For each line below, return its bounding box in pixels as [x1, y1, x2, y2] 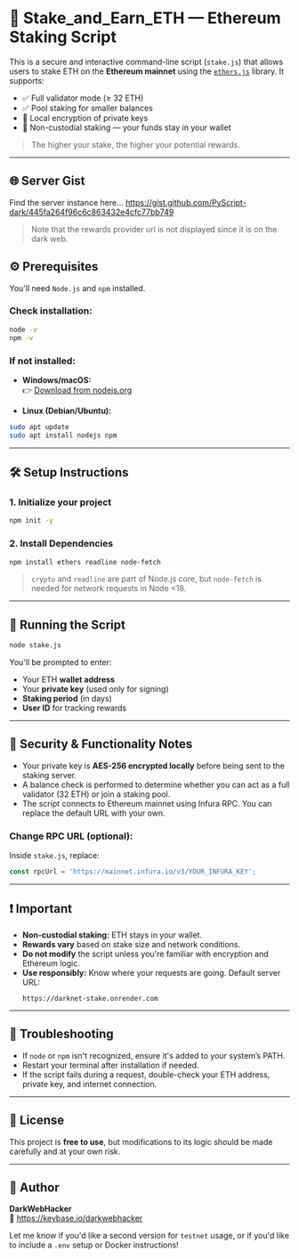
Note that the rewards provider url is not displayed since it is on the [30, 223, 278, 234]
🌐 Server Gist [9, 174, 86, 189]
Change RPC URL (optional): [9, 830, 133, 842]
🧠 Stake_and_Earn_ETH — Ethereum [9, 8, 282, 28]
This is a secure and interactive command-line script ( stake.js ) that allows [9, 56, 284, 67]
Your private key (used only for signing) [21, 684, 169, 694]
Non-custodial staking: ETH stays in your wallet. [21, 930, 203, 940]
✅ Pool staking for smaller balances [21, 102, 154, 113]
